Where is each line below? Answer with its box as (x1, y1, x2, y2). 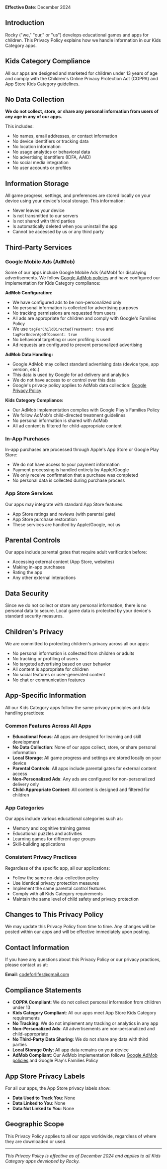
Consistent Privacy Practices (5, 854, 77, 861)
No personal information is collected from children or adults (12, 650, 135, 656)
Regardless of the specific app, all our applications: (5, 865, 110, 871)
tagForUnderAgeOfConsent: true (12, 332, 78, 337)
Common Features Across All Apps (5, 722, 91, 729)
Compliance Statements (5, 986, 82, 994)
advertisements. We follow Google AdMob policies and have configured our (5, 274, 161, 281)
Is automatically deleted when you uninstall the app (12, 223, 118, 229)
